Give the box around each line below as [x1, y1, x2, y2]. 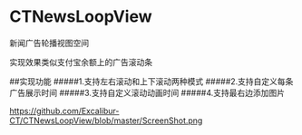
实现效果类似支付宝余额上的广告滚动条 [9, 56, 152, 67]
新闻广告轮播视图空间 [9, 37, 89, 48]
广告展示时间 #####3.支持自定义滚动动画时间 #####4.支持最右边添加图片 [9, 87, 286, 98]
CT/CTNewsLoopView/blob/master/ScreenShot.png [9, 115, 203, 126]
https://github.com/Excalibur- [9, 105, 120, 116]
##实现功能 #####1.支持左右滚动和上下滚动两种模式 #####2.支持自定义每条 [9, 75, 294, 87]
